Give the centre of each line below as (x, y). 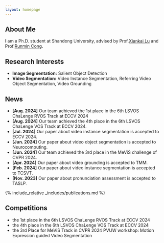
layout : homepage (23, 10)
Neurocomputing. (30, 147)
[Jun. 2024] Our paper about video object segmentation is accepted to (84, 142)
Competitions (26, 208)
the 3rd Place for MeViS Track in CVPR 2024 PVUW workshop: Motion (83, 230)
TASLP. (19, 183)
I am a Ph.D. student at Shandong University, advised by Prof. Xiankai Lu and (82, 41)
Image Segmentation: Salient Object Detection (59, 73)
